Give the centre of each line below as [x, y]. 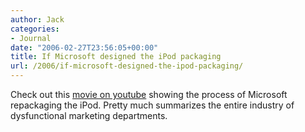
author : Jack [37, 19]
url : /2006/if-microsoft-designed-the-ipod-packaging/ [127, 66]
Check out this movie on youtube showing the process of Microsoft [149, 94]
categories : [35, 29]
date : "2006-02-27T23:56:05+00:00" [84, 47]
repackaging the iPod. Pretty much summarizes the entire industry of [152, 105]
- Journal [31, 38]
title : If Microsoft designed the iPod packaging [116, 57]
